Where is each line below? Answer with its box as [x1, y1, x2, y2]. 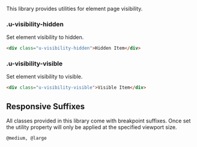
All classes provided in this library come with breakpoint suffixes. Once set [6, 117, 191, 125]
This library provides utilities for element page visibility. [6, 5, 143, 12]
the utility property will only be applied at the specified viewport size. [6, 124, 177, 131]
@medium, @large [6, 135, 47, 142]
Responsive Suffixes [6, 101, 85, 112]
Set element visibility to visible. [6, 73, 83, 80]
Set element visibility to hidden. [6, 34, 84, 41]
